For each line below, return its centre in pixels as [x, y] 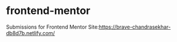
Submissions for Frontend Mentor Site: [53, 27]
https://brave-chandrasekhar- [135, 27]
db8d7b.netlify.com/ [30, 33]
